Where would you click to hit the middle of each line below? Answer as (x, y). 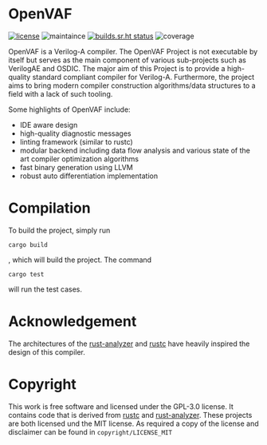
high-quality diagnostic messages (75, 133)
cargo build (28, 244)
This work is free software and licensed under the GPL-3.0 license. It (121, 406)
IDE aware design (49, 125)
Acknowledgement (73, 322)
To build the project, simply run (59, 230)
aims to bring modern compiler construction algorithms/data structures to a (132, 85)
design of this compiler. (47, 352)
